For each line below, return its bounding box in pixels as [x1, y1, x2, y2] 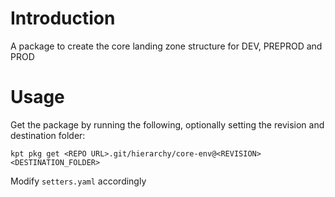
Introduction [10, 7, 116, 30]
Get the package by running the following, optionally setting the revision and [10, 118, 325, 131]
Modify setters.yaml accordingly [10, 175, 147, 187]
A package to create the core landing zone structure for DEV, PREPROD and [10, 40, 323, 52]
